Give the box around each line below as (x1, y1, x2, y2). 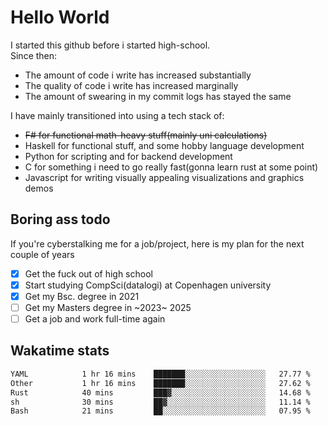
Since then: (10, 49, 58, 61)
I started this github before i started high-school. (10, 39, 211, 51)
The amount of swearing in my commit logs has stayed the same (24, 90, 292, 102)
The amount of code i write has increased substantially (24, 69, 252, 81)
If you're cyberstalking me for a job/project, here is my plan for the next (10, 237, 305, 250)
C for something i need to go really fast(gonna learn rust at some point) (24, 161, 319, 173)
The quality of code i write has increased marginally (24, 79, 239, 91)
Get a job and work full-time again (24, 313, 166, 325)
